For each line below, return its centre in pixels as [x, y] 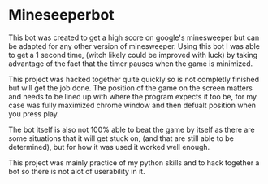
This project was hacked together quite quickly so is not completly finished [134, 79]
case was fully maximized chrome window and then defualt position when [132, 105]
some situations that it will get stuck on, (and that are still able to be [121, 138]
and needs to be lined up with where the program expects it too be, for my [133, 96]
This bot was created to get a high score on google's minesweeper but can [134, 37]
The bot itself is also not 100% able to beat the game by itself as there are [132, 129]
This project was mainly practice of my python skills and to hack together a [134, 162]
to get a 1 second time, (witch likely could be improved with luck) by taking [133, 55]
